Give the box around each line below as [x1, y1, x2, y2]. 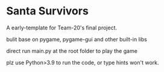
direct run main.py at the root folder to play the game [6, 47, 137, 55]
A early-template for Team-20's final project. [6, 24, 118, 31]
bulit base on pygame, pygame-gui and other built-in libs [6, 35, 148, 43]
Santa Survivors [6, 4, 89, 18]
